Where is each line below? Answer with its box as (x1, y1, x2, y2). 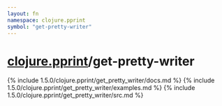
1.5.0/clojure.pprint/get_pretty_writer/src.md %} (7, 91, 144, 100)
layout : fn (7, 10, 39, 17)
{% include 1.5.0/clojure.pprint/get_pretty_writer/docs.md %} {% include (7, 76, 215, 84)
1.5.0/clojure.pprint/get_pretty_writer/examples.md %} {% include (7, 84, 195, 92)
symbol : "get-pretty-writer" (7, 23, 92, 30)
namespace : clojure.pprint (7, 17, 86, 24)
